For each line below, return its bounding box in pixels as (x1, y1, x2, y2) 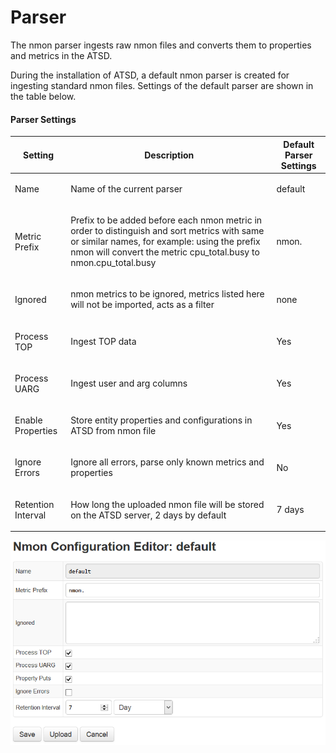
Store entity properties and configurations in (70, 414, 253, 426)
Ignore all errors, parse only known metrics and (70, 456, 265, 468)
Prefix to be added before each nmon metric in (70, 214, 263, 226)
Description (144, 149, 195, 161)
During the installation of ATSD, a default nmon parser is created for (10, 69, 290, 81)
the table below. (10, 90, 77, 102)
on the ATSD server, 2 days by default (70, 509, 227, 521)
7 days (276, 504, 305, 516)
